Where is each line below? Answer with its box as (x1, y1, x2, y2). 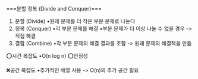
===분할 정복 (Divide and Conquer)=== (6, 5, 102, 12)
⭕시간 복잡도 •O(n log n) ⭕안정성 (6, 52, 88, 59)
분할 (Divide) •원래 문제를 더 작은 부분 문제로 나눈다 (14, 18, 136, 25)
